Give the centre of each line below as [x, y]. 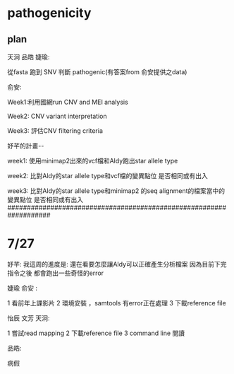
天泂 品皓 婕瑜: [29, 57]
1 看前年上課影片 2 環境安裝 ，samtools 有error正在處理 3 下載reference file [117, 303]
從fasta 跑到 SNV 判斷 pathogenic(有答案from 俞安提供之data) [97, 72]
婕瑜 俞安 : [22, 288]
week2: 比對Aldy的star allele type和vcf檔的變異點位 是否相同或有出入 [107, 176]
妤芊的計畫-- [26, 146]
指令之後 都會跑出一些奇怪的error [56, 273]
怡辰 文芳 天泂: [29, 318]
